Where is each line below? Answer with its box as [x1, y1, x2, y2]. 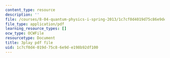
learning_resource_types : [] [5, 26, 67, 31]
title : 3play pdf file [5, 40, 53, 45]
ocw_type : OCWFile [5, 31, 44, 36]
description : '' [5, 12, 39, 17]
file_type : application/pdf [5, 21, 65, 27]
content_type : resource [5, 7, 56, 13]
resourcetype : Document [5, 36, 56, 41]
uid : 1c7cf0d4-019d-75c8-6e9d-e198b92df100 [5, 45, 99, 50]
